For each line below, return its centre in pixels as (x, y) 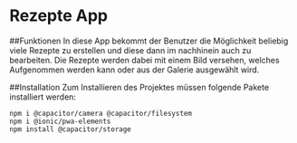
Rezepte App (59, 16)
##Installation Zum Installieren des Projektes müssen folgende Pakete (139, 87)
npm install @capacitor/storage (70, 129)
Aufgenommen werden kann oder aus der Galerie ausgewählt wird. (134, 70)
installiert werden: (43, 97)
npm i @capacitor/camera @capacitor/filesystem (101, 113)
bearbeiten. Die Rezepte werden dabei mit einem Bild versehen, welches (144, 60)
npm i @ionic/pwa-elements (60, 121)
